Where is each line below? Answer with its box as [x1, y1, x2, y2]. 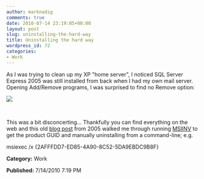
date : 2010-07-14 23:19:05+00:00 [6, 20, 91, 26]
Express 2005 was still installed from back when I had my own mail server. [6, 77, 193, 84]
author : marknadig [6, 8, 53, 15]
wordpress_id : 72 [6, 43, 51, 49]
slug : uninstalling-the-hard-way [6, 32, 91, 38]
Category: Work [6, 155, 47, 162]
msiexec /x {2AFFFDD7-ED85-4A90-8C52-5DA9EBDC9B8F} [6, 143, 160, 150]
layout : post [6, 25, 40, 32]
